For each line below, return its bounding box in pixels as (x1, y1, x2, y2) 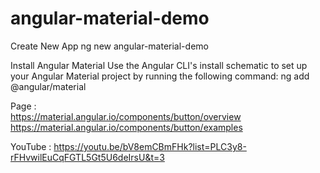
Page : (10, 100, 37, 112)
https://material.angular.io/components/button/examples (10, 121, 243, 133)
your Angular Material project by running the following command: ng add (10, 70, 310, 82)
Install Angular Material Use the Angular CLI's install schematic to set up (10, 59, 308, 71)
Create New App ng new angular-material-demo (10, 40, 209, 52)
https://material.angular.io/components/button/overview (10, 110, 242, 122)
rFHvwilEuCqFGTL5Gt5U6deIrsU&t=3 (10, 151, 165, 163)
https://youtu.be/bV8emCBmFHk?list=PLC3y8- (53, 140, 247, 152)
